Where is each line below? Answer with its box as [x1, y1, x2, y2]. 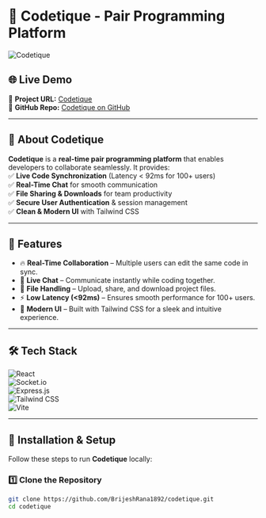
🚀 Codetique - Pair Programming [8, 7, 226, 25]
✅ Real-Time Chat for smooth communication [8, 180, 158, 189]
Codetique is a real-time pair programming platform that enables [8, 154, 224, 163]
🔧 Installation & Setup [8, 433, 116, 447]
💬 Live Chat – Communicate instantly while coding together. [19, 276, 215, 285]
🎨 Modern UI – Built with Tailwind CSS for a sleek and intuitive [19, 304, 222, 314]
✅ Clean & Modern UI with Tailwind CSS [8, 206, 140, 216]
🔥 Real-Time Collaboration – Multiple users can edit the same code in [19, 258, 249, 268]
